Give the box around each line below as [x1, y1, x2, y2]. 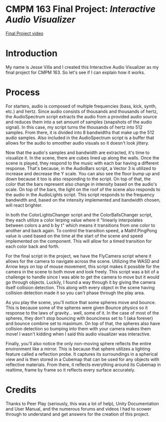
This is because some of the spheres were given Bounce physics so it [5, 305, 148, 311]
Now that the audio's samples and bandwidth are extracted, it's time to [5, 150, 150, 156]
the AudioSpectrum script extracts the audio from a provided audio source [5, 113, 157, 119]
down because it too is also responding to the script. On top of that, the [5, 176, 151, 182]
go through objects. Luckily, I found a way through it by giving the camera [5, 279, 156, 285]
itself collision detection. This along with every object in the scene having [5, 284, 155, 290]
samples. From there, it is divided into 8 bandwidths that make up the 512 [5, 129, 155, 135]
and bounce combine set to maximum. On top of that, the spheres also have [5, 320, 160, 326]
